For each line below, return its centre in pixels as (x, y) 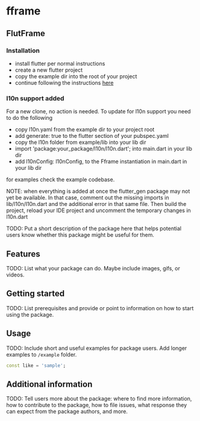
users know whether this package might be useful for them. (80, 235)
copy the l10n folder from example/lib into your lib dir (80, 142)
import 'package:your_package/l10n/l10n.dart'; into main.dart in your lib (104, 149)
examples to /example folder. (42, 354)
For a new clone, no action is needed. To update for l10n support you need (98, 111)
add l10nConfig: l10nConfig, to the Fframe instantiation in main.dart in (101, 161)
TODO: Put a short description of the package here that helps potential (94, 229)
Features (23, 254)
